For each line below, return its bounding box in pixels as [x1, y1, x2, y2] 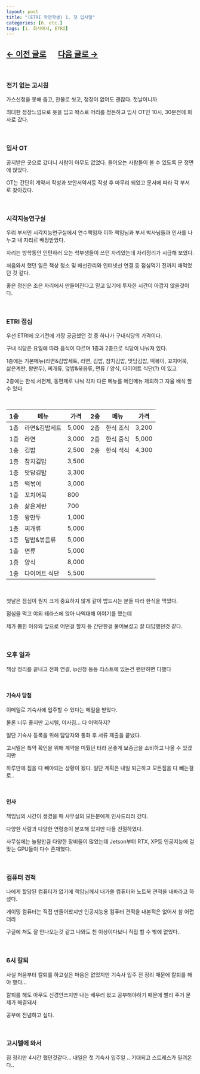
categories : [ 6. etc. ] [6, 20, 63, 26]
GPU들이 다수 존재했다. [17, 845, 72, 853]
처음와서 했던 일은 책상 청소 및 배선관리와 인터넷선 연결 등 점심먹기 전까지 [6, 261, 177, 269]
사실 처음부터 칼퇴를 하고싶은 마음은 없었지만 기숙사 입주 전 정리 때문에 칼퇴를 [6, 971, 186, 978]
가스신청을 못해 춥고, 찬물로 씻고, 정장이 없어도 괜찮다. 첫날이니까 [6, 96, 158, 103]
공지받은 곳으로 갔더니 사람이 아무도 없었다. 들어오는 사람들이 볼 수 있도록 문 [6, 159, 183, 166]
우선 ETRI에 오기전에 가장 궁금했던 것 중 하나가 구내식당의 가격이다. [6, 332, 162, 339]
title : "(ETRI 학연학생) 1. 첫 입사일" [6, 14, 96, 20]
